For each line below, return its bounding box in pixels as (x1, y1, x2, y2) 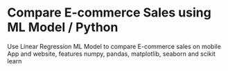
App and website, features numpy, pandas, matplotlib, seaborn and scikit (7, 50, 216, 58)
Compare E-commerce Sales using (7, 5, 211, 21)
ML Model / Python (7, 19, 119, 35)
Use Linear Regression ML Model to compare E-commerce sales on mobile (7, 42, 222, 50)
